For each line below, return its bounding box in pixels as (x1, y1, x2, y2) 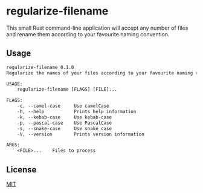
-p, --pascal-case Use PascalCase (17, 120, 112, 126)
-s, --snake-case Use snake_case (17, 125, 112, 131)
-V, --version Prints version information (17, 131, 145, 137)
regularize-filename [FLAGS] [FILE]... (17, 87, 118, 93)
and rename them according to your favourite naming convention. (6, 30, 170, 38)
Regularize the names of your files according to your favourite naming (6, 70, 193, 76)
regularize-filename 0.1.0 (6, 64, 74, 70)
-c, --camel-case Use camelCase (17, 103, 110, 110)
